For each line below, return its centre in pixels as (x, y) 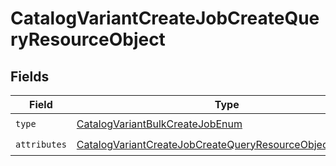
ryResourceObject (88, 39)
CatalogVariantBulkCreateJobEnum (159, 124)
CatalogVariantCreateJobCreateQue (165, 18)
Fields (30, 76)
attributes (41, 144)
